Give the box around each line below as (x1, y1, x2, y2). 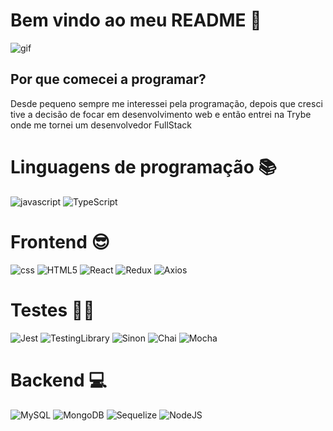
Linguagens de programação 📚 (10, 155, 277, 178)
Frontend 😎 (10, 230, 110, 253)
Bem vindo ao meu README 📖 (10, 9, 262, 32)
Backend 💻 (10, 369, 107, 391)
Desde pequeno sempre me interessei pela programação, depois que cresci (10, 97, 323, 109)
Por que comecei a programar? (10, 71, 207, 88)
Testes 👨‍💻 (10, 299, 95, 321)
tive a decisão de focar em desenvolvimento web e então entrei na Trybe (10, 108, 312, 120)
